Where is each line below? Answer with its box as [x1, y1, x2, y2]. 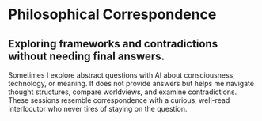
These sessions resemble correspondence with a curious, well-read [8, 96, 230, 104]
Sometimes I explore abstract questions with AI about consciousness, [8, 70, 236, 80]
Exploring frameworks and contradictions [8, 37, 218, 51]
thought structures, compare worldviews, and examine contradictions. [8, 87, 237, 96]
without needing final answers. [8, 49, 165, 62]
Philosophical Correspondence [8, 6, 217, 24]
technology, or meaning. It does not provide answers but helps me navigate [8, 79, 255, 88]
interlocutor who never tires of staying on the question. [8, 104, 188, 113]
